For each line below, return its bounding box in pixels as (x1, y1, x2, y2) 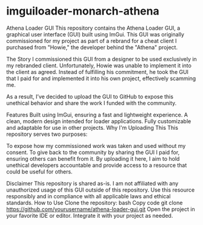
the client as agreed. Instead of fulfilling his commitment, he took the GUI (6, 68, 189, 75)
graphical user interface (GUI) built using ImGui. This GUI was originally (6, 30, 185, 38)
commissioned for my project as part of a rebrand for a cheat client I (6, 37, 177, 44)
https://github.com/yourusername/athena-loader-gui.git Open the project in (6, 205, 195, 213)
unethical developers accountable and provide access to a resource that (6, 161, 187, 169)
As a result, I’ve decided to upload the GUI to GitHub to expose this (6, 93, 174, 100)
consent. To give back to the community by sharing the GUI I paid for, (6, 149, 180, 156)
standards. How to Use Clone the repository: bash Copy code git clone (6, 199, 183, 206)
